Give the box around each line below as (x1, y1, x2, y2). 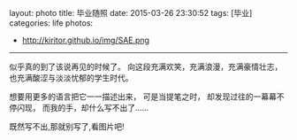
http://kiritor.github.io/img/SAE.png (21, 35, 150, 45)
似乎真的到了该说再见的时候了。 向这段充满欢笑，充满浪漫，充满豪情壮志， (9, 61, 283, 72)
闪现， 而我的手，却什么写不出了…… (16, 103, 149, 113)
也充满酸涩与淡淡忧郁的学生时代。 (9, 73, 133, 82)
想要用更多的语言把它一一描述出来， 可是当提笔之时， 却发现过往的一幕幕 (9, 91, 277, 102)
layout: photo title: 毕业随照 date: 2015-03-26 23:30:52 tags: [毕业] (9, 8, 253, 18)
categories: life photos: (9, 18, 94, 28)
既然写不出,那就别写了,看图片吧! (9, 121, 126, 131)
